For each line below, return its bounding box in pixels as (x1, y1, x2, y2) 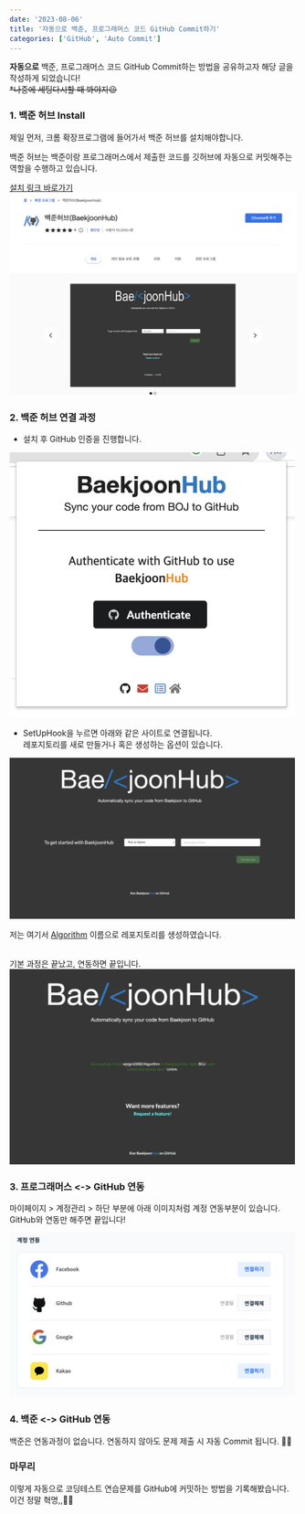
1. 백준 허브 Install (9, 110, 86, 122)
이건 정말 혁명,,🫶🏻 (9, 1494, 74, 1505)
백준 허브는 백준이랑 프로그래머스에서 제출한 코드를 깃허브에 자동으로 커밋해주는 (9, 151, 293, 162)
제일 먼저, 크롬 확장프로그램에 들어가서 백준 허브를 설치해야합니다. (9, 132, 244, 143)
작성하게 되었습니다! (9, 73, 80, 84)
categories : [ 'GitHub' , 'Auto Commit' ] (9, 34, 162, 43)
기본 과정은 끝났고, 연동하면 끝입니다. (9, 958, 142, 969)
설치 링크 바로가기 (9, 182, 73, 193)
